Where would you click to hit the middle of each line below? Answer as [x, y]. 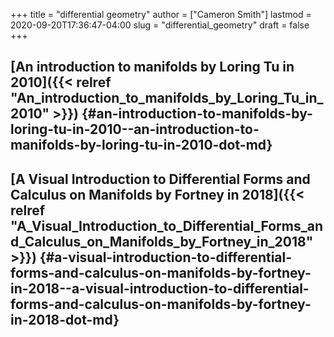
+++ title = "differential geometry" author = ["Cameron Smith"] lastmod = [161, 14]
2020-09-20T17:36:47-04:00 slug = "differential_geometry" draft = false [160, 25]
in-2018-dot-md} [65, 319]
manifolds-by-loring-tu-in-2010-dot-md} [141, 145]
